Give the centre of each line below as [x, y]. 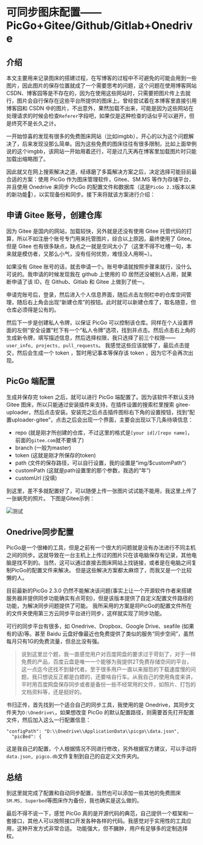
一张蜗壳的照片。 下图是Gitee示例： [51, 498]
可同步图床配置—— [54, 12]
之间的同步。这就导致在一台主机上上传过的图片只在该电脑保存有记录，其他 [99, 555]
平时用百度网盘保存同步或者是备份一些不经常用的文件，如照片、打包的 [108, 685]
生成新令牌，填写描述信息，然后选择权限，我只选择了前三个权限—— [91, 338]
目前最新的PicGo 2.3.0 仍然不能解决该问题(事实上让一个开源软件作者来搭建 [99, 591]
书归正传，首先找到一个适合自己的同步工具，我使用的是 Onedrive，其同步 [98, 705]
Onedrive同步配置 [40, 532]
